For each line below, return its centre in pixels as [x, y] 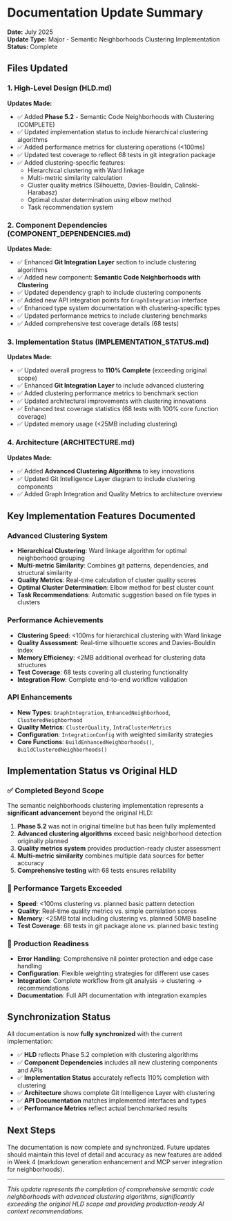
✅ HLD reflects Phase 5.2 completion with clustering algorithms [108, 1054]
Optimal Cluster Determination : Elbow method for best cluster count [115, 588]
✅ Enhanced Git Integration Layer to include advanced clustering [110, 386]
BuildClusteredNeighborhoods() [62, 750]
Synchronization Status [59, 1017]
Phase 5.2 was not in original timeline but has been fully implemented [116, 826]
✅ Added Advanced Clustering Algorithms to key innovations [106, 471]
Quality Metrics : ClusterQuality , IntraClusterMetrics [94, 727]
